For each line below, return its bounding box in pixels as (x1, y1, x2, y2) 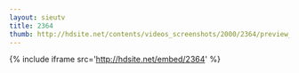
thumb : (9, 29, 34, 38)
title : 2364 (9, 21, 53, 30)
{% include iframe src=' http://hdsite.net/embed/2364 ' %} (9, 54, 221, 65)
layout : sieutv (9, 12, 66, 22)
